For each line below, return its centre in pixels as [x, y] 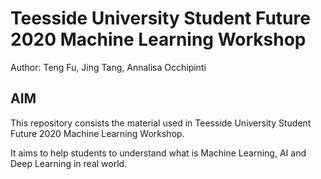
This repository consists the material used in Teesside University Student [161, 123]
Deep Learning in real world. [69, 163]
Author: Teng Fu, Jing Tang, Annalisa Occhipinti [108, 67]
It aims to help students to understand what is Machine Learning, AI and [158, 153]
